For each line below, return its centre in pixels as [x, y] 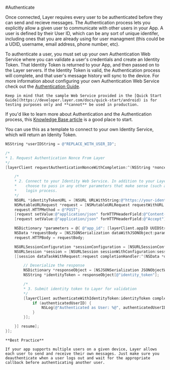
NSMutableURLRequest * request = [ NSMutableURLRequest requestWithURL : [90, 205]
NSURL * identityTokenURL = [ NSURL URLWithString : [68, 200]
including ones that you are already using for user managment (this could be [85, 39]
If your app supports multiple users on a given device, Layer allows [81, 349]
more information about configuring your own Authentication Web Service [82, 81]
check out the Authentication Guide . [43, 86]
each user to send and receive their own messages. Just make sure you [82, 353]
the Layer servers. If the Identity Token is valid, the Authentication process [83, 70]
